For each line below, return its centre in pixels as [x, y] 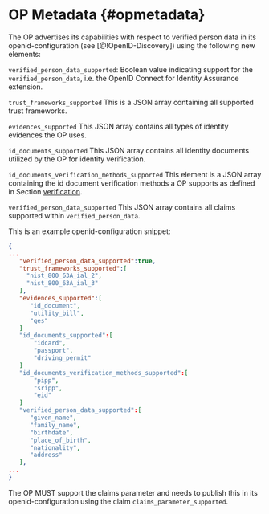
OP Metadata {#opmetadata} [107, 15]
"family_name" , [55, 425]
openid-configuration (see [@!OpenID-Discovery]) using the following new [132, 45]
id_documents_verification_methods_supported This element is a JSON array [135, 174]
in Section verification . [45, 191]
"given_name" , [53, 418]
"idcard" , [50, 343]
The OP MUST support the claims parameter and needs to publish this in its [133, 492]
